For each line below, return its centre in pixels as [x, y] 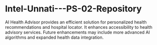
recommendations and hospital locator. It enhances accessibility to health [79, 27]
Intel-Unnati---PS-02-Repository [73, 9]
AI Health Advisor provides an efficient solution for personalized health [76, 22]
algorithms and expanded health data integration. [54, 37]
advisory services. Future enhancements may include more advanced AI [78, 32]
